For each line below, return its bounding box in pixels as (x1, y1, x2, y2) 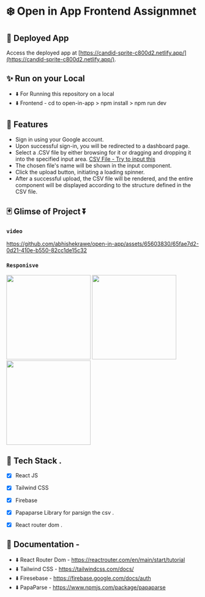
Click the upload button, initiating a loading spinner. (15, 168, 145, 175)
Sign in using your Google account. (15, 136, 104, 143)
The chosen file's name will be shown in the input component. (15, 161, 172, 169)
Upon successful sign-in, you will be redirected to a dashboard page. (15, 142, 190, 150)
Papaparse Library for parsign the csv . (15, 509, 114, 516)
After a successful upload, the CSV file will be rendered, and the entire (15, 175, 193, 182)
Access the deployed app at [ (6, 49, 81, 56)
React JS (15, 472, 39, 479)
